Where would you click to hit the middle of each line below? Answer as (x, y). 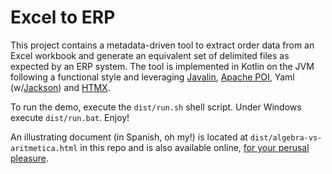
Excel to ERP (63, 17)
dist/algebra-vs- (286, 137)
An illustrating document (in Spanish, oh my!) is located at (129, 137)
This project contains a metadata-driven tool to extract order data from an (162, 45)
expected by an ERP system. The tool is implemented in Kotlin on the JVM (162, 66)
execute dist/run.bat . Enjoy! (70, 117)
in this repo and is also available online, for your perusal (194, 147)
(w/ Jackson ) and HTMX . (60, 87)
